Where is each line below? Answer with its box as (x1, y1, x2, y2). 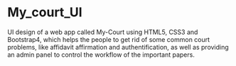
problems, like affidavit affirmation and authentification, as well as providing (7, 43, 229, 51)
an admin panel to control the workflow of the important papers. (7, 50, 195, 59)
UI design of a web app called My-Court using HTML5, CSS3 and (7, 28, 198, 36)
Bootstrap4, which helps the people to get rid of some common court (7, 35, 210, 43)
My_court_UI (7, 4, 83, 21)
